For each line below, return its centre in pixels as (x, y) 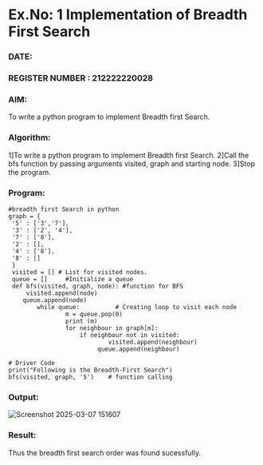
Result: (22, 435)
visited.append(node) (62, 293)
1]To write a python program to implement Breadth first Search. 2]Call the (129, 155)
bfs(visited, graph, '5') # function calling (90, 377)
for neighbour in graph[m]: (112, 328)
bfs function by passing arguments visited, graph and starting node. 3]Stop (131, 163)
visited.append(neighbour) (153, 342)
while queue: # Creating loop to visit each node (137, 307)
